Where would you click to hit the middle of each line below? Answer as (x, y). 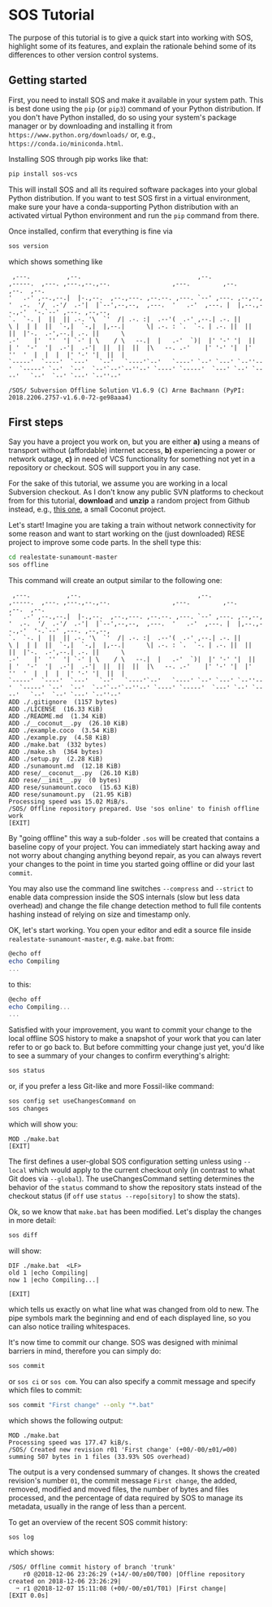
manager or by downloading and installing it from (91, 126)
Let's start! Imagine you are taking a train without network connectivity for (132, 525)
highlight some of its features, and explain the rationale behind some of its (132, 46)
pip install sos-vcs (43, 174)
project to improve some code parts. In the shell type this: (105, 542)
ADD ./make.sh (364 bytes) (56, 752)
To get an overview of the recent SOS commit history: (98, 1522)
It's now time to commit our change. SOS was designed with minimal (123, 1342)
